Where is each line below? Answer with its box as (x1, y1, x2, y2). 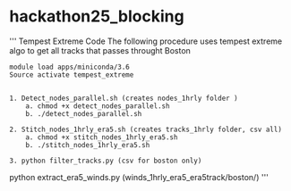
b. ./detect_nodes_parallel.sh (25, 109, 142, 118)
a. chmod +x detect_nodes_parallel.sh (25, 101, 170, 111)
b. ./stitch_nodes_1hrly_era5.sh (25, 140, 150, 149)
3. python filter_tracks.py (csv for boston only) (9, 156, 202, 165)
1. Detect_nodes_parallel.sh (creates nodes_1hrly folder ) (9, 94, 239, 103)
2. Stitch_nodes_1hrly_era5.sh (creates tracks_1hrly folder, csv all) (9, 125, 282, 134)
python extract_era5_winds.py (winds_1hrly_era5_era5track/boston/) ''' (9, 171, 269, 182)
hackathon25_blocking (9, 6, 185, 27)
